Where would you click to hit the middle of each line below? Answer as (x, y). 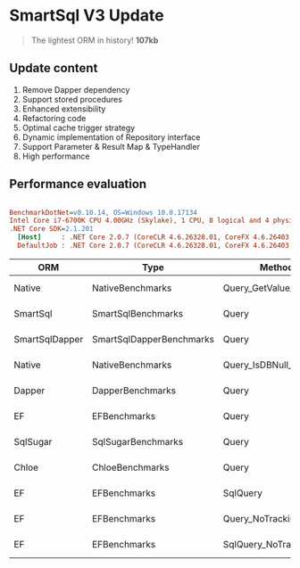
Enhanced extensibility (64, 109)
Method (276, 267)
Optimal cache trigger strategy (79, 128)
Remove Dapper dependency (76, 89)
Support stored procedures (72, 99)
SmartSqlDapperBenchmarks (153, 339)
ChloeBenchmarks (131, 467)
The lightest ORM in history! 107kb (95, 40)
